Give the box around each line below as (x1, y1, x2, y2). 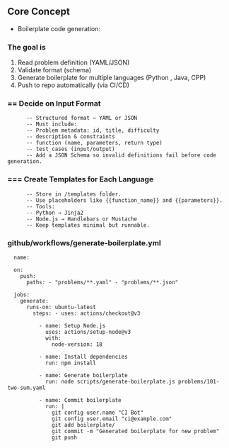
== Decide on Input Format (7, 99, 101, 108)
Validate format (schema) (17, 66, 92, 74)
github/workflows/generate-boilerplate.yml (7, 237, 161, 247)
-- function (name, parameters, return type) (25, 140, 163, 147)
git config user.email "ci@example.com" (52, 415, 172, 422)
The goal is (7, 42, 46, 52)
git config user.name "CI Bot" (52, 409, 143, 416)
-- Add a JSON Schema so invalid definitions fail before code (25, 152, 217, 159)
